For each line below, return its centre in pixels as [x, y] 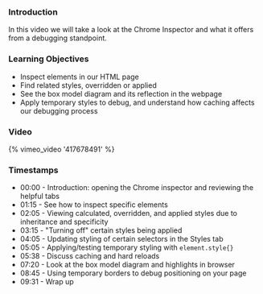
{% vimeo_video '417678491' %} [62, 149]
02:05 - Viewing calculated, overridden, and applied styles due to [128, 213]
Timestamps [33, 170]
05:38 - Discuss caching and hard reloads [90, 256]
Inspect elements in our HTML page [79, 77]
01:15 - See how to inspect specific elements [94, 205]
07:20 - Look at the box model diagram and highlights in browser [127, 265]
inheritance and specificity [64, 222]
